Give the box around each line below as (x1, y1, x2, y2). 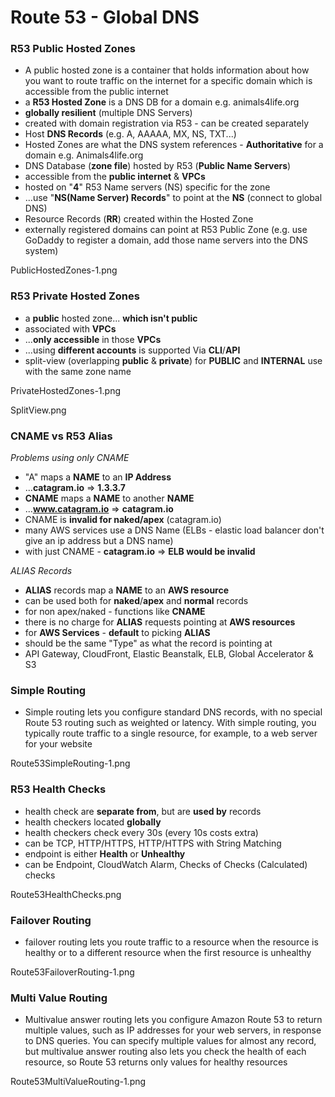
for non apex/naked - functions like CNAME (24, 606, 206, 618)
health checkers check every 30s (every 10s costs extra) (24, 826, 259, 838)
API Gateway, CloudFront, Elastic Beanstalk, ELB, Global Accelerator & (24, 648, 314, 660)
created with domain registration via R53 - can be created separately (24, 117, 310, 130)
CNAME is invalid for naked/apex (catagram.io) (24, 514, 222, 526)
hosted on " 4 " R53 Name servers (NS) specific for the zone (24, 181, 271, 193)
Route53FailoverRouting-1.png (10, 966, 135, 978)
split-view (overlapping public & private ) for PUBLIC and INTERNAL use (24, 354, 323, 366)
